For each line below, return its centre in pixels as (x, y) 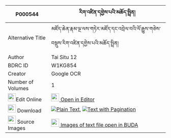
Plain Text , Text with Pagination (96, 109)
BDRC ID (18, 65)
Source (26, 122)
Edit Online (29, 100)
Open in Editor (78, 100)
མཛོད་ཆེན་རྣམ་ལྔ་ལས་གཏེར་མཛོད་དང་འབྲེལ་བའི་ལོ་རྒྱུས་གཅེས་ (106, 29)
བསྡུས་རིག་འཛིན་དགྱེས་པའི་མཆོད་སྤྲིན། (85, 43)
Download (29, 111)
